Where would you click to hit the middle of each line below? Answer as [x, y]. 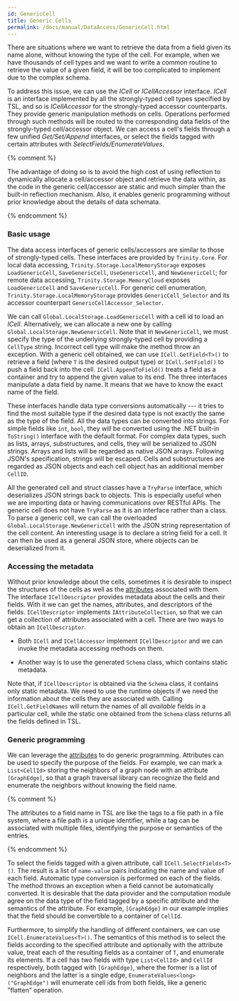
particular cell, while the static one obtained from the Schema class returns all [119, 713]
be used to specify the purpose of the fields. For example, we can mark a [115, 763]
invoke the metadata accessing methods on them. [91, 648]
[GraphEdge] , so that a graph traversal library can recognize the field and [113, 778]
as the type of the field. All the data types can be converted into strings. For [118, 421]
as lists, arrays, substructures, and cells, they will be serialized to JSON [112, 443]
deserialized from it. [37, 547]
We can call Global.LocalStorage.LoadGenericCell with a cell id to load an [116, 316]
